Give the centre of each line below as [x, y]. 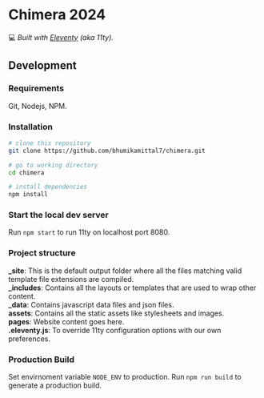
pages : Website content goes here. [66, 321]
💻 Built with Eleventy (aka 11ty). [61, 37]
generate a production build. [55, 385]
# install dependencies [48, 187]
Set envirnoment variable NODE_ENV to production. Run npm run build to [125, 377]
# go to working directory [53, 165]
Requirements [36, 88]
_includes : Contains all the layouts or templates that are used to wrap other [132, 287]
